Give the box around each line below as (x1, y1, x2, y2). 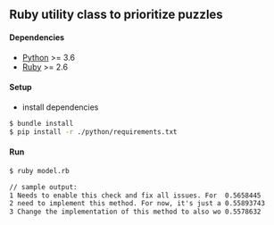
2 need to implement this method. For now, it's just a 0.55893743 (9, 199, 266, 208)
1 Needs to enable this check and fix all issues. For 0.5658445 (9, 191, 262, 200)
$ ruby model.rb (9, 166, 70, 175)
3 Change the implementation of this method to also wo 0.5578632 (9, 207, 262, 217)
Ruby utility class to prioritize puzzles (9, 7, 223, 22)
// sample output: (9, 182, 78, 191)
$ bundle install (9, 119, 74, 128)
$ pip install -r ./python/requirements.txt (9, 127, 178, 137)
